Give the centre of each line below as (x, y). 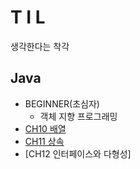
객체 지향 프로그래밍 (78, 116)
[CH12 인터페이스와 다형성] (78, 153)
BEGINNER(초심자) (62, 103)
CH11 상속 (44, 141)
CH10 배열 (45, 128)
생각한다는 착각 (40, 46)
